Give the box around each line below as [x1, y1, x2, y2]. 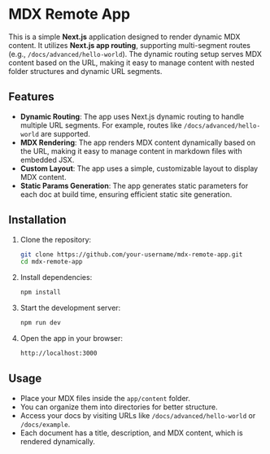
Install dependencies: [20, 273, 93, 282]
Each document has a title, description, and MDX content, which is [20, 428, 243, 438]
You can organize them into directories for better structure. [20, 402, 218, 412]
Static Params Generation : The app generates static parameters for [20, 181, 249, 190]
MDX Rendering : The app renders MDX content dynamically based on [20, 138, 256, 147]
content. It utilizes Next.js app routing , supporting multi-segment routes [8, 40, 250, 50]
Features [8, 90, 54, 104]
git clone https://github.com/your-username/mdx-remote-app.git [20, 250, 243, 259]
